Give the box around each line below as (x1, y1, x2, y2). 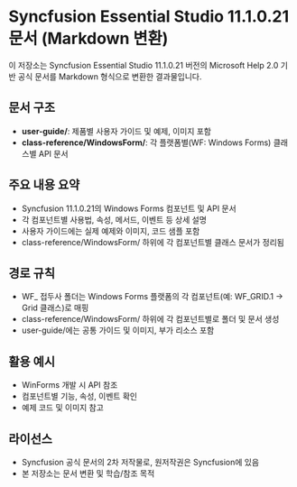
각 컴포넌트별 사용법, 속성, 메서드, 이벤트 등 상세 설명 (21, 214, 207, 225)
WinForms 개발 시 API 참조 (21, 380, 118, 391)
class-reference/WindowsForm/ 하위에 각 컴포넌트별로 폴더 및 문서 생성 (21, 314, 280, 325)
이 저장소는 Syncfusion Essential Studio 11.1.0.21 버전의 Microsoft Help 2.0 (8, 60, 279, 70)
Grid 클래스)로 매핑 (21, 302, 89, 313)
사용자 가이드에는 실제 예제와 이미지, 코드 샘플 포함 (21, 225, 200, 236)
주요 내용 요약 (8, 178, 80, 193)
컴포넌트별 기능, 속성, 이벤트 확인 (21, 391, 137, 402)
